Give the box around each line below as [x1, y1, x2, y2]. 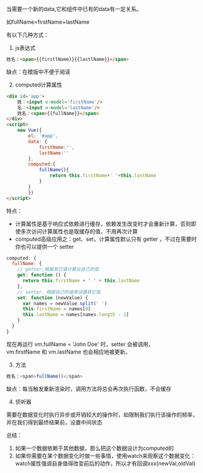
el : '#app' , [28, 133, 59, 139]
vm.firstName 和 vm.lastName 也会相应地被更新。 [6, 348, 131, 355]
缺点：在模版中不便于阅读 [6, 68, 71, 75]
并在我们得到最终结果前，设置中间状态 [6, 418, 102, 425]
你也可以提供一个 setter [15, 243, 74, 250]
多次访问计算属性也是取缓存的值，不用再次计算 [20, 227, 138, 235]
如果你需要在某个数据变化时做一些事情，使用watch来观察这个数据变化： [15, 452, 196, 459]
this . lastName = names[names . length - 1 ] [22, 311, 129, 318]
